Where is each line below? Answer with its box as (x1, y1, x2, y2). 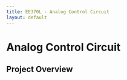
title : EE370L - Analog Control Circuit (6, 8, 110, 15)
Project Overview (6, 64, 73, 75)
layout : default (6, 14, 47, 20)
